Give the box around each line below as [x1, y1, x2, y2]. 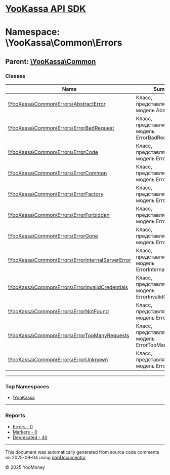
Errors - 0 [12, 423, 33, 429]
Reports [5, 412, 25, 419]
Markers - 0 [12, 429, 38, 435]
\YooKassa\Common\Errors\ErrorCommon [8, 169, 107, 177]
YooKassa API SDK [5, 3, 86, 15]
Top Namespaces [5, 383, 50, 390]
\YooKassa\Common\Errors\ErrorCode [8, 149, 99, 156]
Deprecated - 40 [12, 434, 48, 440]
